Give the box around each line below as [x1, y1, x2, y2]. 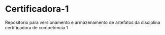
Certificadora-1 [5, 3, 69, 15]
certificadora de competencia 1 [5, 24, 68, 30]
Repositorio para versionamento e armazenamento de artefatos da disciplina [5, 19, 161, 25]
